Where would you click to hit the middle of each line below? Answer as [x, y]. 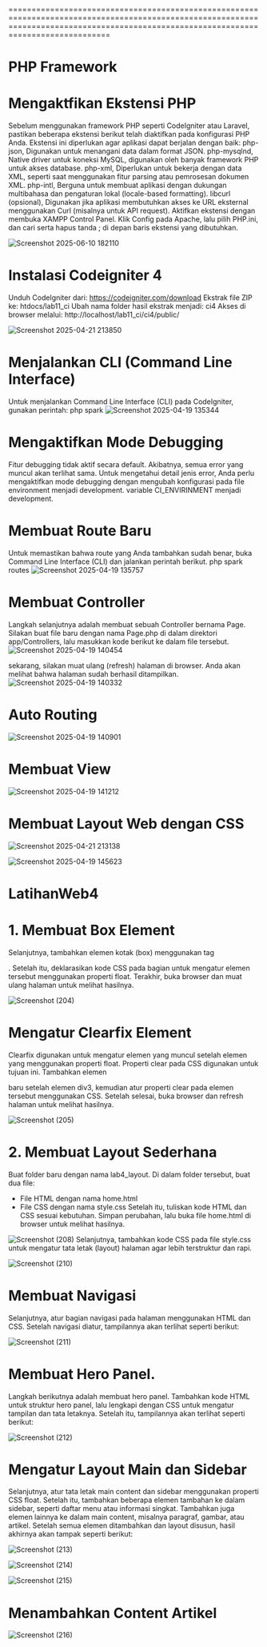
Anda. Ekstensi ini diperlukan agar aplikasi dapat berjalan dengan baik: [125, 143]
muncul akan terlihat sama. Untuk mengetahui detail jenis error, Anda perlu [132, 473]
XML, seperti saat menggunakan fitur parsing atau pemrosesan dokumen [129, 177]
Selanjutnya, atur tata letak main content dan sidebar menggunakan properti [134, 1492]
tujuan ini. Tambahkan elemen [58, 1072]
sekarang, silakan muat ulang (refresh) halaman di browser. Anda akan [125, 666]
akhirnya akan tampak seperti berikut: [71, 1534]
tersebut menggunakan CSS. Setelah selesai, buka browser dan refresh [126, 1096]
